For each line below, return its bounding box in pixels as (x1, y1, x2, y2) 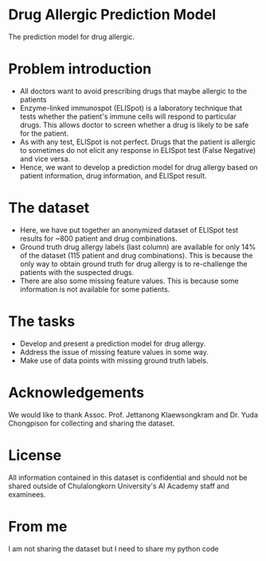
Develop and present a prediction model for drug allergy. (19, 339, 206, 348)
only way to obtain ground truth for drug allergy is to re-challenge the (19, 259, 248, 269)
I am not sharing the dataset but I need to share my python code (8, 543, 219, 553)
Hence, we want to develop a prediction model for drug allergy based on (19, 162, 258, 172)
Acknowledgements (8, 383, 145, 402)
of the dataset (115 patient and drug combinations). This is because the (19, 250, 253, 260)
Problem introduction (8, 60, 152, 78)
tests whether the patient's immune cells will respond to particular (19, 112, 237, 121)
